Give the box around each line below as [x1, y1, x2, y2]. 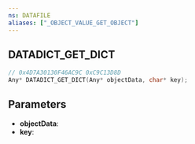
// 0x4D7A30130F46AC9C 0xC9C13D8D [8, 68, 122, 77]
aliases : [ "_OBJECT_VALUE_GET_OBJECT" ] [8, 19, 139, 27]
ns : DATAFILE [8, 11, 51, 20]
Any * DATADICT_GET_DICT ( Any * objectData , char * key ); [8, 76, 189, 84]
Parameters [8, 98, 67, 111]
